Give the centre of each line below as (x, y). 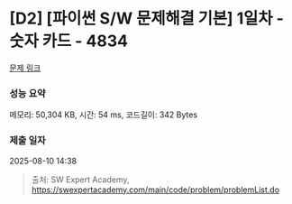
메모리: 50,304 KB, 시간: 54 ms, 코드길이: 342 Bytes (104, 115)
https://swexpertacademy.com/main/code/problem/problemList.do (155, 190)
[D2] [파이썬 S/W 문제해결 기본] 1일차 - (146, 19)
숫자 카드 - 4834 (69, 41)
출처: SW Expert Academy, (80, 179)
